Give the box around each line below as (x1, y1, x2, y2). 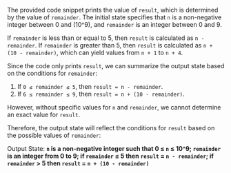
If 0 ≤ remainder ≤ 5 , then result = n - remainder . (17, 83, 163, 90)
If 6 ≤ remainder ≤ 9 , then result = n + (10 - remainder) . (17, 90, 185, 98)
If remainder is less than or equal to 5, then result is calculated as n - (7, 34, 205, 42)
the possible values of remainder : (7, 131, 101, 139)
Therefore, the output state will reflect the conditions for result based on (7, 124, 215, 132)
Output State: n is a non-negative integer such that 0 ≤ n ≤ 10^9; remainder (7, 145, 221, 152)
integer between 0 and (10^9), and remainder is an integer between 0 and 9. (7, 21, 222, 28)
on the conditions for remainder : (7, 69, 98, 77)
